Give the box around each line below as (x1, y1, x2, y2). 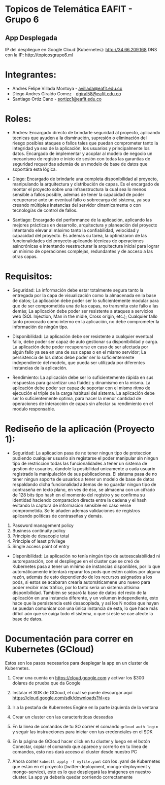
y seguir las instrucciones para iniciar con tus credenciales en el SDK (12, 729, 153, 735)
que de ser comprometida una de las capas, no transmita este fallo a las (12, 302, 159, 309)
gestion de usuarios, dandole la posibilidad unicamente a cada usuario (12, 465, 156, 472)
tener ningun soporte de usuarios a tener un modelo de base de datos (12, 476, 155, 482)
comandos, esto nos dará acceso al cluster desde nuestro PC (12, 748, 137, 754)
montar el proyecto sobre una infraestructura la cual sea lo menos (12, 186, 146, 192)
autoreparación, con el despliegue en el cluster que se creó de (12, 558, 139, 564)
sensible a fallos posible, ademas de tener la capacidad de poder (12, 191, 145, 197)
